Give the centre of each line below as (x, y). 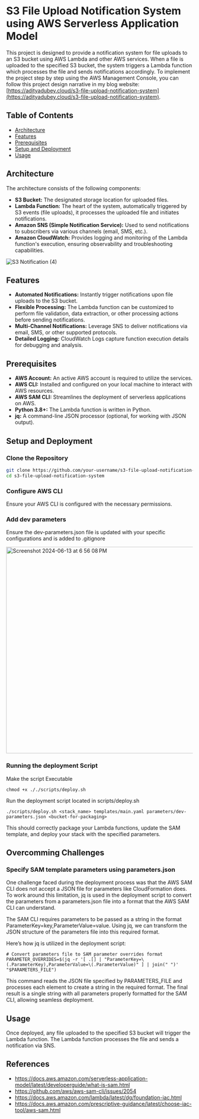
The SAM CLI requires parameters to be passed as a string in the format (94, 919)
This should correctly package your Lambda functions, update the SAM (93, 828)
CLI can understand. (31, 908)
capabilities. (29, 250)
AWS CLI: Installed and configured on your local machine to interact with (103, 384)
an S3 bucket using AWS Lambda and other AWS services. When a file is (95, 59)
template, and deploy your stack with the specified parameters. (84, 834)
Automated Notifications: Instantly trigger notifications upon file (94, 295)
